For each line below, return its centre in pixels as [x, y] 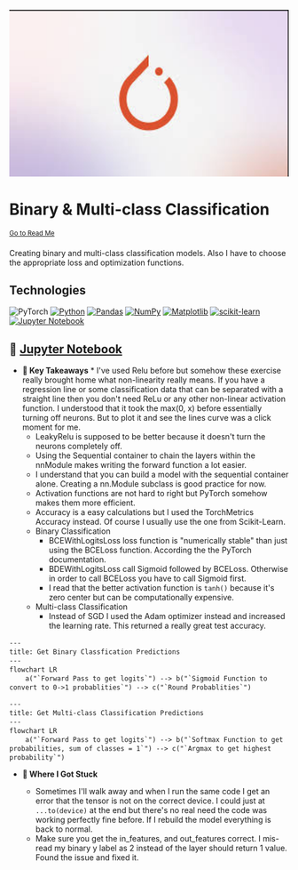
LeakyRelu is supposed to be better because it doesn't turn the [150, 437]
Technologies [48, 290]
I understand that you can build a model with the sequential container [162, 475]
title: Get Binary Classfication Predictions [94, 652]
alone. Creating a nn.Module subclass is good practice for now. [151, 484]
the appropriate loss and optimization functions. [97, 262]
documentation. [77, 560]
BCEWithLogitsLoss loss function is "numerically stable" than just [168, 541]
